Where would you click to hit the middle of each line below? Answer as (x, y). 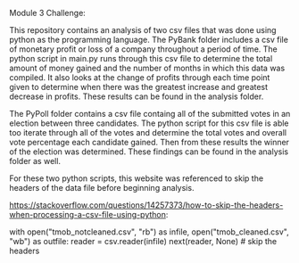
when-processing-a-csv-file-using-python (88, 214)
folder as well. (35, 161)
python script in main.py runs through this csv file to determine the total (141, 58)
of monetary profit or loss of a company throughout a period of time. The (144, 49)
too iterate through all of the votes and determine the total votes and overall (148, 132)
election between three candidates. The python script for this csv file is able (149, 123)
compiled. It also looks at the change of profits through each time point (140, 78)
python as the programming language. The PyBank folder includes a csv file (149, 40)
